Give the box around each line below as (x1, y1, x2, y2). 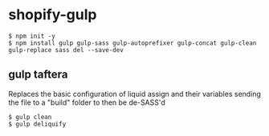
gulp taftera (8, 68, 68, 82)
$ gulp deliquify (8, 120, 67, 128)
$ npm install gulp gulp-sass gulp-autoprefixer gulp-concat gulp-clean (8, 38, 257, 47)
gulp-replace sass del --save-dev (8, 46, 124, 54)
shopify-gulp (8, 6, 97, 24)
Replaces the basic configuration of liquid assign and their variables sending (8, 89, 261, 98)
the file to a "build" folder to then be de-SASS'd (8, 98, 166, 107)
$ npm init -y (8, 32, 56, 40)
